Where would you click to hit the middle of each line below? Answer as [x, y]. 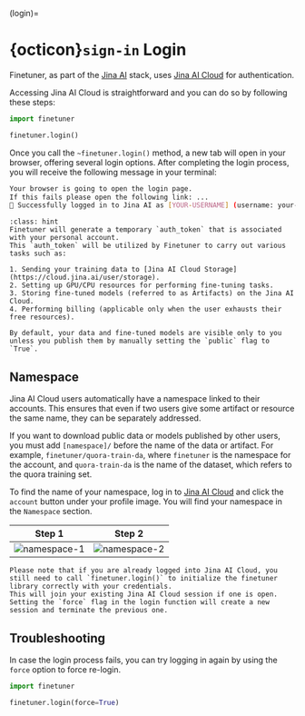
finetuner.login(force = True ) [64, 702]
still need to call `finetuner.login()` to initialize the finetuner [144, 579]
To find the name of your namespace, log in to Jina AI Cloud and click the [147, 492]
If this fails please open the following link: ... [109, 197]
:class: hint [34, 222]
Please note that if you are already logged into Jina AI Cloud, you [144, 571]
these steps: [33, 102]
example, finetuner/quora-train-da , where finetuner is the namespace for [150, 455]
